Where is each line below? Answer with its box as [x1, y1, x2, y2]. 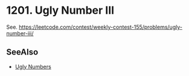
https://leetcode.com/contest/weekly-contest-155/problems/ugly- [19, 23, 183, 31]
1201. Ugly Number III [6, 4, 115, 17]
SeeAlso [6, 47, 39, 57]
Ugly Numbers [14, 63, 51, 70]
